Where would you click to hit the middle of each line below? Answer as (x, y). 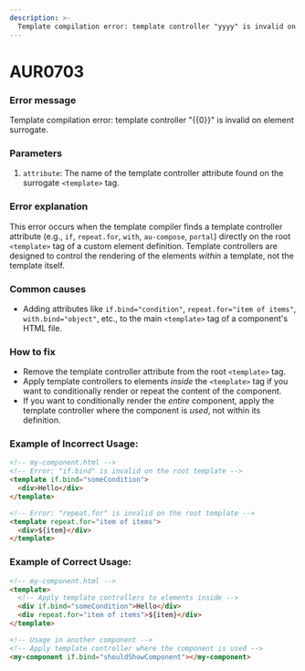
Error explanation (49, 206)
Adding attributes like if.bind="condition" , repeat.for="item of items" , (159, 309)
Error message (43, 100)
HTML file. (42, 328)
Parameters (36, 153)
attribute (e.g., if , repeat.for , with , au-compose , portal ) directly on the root (150, 236)
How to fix (33, 351)
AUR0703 (47, 72)
